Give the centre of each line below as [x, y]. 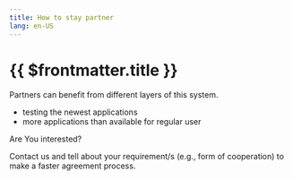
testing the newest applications [80, 112]
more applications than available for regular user [112, 122]
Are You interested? [46, 139]
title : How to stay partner [62, 17]
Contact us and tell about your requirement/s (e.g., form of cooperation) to [147, 157]
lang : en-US [31, 26]
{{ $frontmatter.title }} [94, 70]
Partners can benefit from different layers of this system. [114, 95]
